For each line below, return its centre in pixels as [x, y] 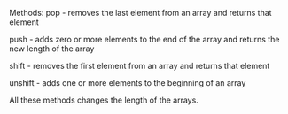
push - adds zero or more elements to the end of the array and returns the [144, 39]
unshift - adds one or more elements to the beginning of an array [128, 83]
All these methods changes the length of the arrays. [104, 100]
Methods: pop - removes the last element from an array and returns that [140, 13]
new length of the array [52, 49]
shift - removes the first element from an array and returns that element [140, 66]
